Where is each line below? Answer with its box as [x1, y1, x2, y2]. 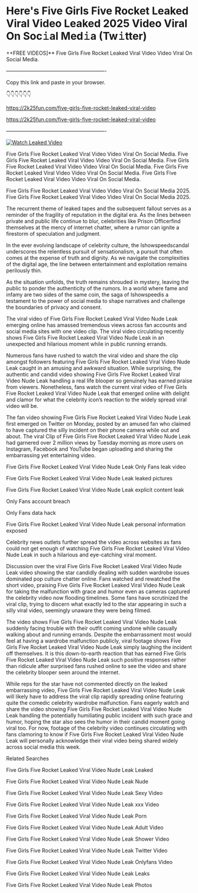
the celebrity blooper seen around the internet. [6, 669, 120, 676]
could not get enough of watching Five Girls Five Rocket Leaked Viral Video [6, 544, 190, 552]
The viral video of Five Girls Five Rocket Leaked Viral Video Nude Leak [6, 315, 178, 322]
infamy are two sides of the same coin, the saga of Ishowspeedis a [6, 291, 169, 298]
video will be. [6, 402, 38, 409]
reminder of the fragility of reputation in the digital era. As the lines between [6, 211, 191, 218]
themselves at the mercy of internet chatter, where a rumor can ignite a [6, 224, 180, 231]
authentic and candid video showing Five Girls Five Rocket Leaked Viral [6, 370, 180, 378]
